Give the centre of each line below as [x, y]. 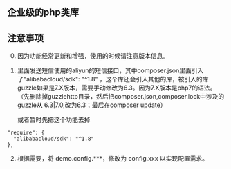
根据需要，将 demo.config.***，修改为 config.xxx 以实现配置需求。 [113, 159]
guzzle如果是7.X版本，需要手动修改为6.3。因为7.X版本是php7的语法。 [117, 88]
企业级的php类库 [43, 12]
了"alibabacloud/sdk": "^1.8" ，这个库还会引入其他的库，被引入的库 [113, 79]
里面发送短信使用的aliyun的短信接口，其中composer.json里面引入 [110, 70]
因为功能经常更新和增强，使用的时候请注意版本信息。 [93, 56]
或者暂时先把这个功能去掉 [54, 120]
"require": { [26, 133]
